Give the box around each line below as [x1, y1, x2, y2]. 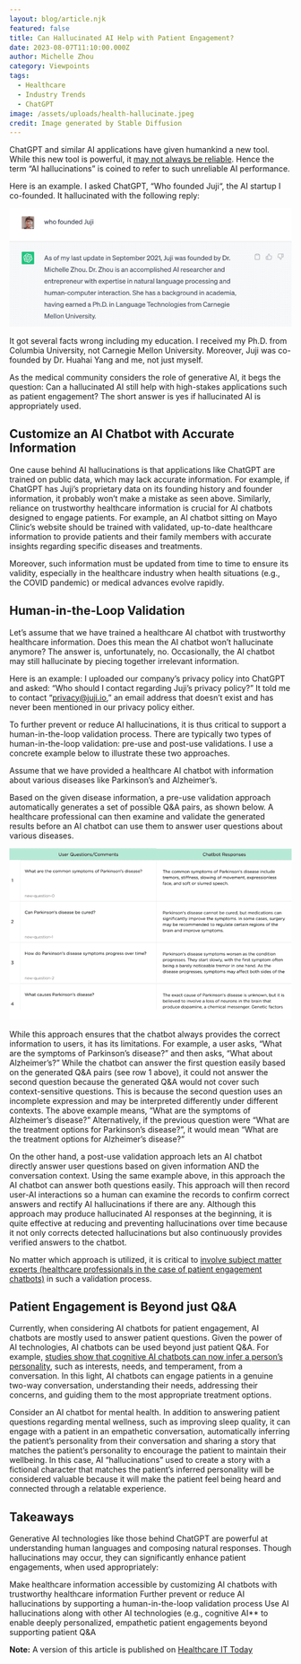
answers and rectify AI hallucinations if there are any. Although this [9, 1198, 257, 1209]
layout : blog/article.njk [9, 14, 106, 23]
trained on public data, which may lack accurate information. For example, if [9, 474, 290, 485]
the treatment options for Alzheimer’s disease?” [9, 1134, 185, 1144]
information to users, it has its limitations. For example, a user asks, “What [9, 1038, 282, 1049]
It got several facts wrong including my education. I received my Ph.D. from [9, 335, 288, 346]
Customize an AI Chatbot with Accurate [9, 426, 235, 442]
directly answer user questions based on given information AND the [9, 1160, 260, 1171]
